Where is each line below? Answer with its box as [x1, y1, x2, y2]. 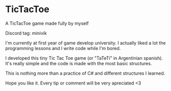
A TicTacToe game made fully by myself [5, 20, 89, 26]
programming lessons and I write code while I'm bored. [5, 45, 121, 51]
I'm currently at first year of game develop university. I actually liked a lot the [5, 39, 166, 46]
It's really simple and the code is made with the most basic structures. [5, 60, 152, 66]
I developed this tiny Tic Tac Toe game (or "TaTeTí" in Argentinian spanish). [5, 55, 163, 61]
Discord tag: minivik [5, 30, 47, 36]
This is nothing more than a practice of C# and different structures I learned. [5, 70, 165, 76]
